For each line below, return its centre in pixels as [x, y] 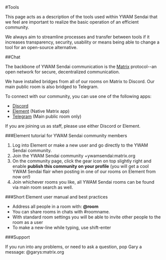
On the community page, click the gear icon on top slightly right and [82, 161]
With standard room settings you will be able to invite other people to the [86, 217]
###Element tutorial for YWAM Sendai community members [66, 135]
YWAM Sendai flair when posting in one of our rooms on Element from [84, 171]
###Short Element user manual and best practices [56, 197]
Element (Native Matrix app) [41, 111]
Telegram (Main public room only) [47, 116]
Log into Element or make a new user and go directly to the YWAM [80, 145]
